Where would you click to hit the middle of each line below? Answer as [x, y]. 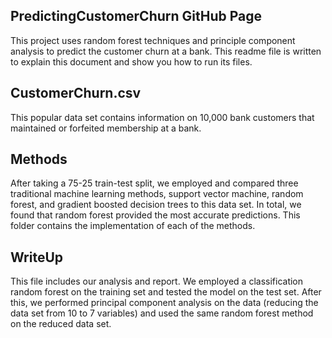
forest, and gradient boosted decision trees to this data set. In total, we [156, 205]
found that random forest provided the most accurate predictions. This [155, 215]
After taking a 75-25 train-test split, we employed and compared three [154, 183]
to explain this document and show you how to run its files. [131, 61]
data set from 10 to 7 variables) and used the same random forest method [162, 313]
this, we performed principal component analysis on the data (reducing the [164, 303]
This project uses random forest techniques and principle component [153, 40]
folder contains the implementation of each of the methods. [133, 226]
